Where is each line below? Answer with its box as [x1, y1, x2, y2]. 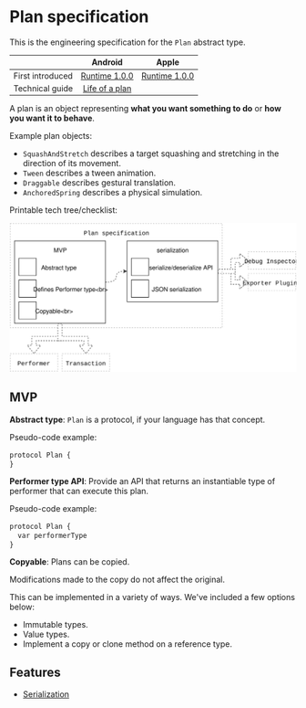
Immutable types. [22, 618, 88, 629]
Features [9, 665, 61, 680]
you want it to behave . [9, 112, 96, 124]
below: [9, 601, 35, 612]
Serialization [22, 689, 70, 700]
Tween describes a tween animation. [22, 167, 157, 179]
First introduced [13, 70, 73, 81]
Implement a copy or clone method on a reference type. [22, 638, 232, 650]
